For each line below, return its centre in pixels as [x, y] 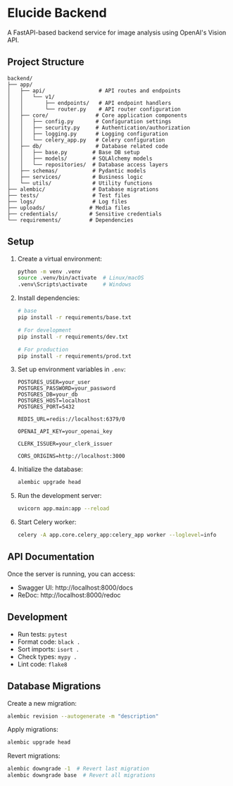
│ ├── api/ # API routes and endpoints [94, 91]
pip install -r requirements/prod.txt [74, 356]
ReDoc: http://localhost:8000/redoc [69, 595]
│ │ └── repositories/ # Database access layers [88, 164]
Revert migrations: [34, 756]
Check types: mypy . [47, 656]
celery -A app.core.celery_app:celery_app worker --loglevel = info [117, 535]
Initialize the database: [50, 469]
